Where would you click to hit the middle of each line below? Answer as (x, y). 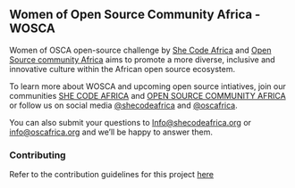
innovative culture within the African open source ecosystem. (122, 69)
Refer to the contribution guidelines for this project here (112, 175)
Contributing (38, 155)
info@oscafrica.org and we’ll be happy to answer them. (111, 132)
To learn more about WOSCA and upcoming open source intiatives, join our (147, 86)
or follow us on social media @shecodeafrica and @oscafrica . (124, 105)
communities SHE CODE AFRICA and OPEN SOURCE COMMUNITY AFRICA (147, 95)
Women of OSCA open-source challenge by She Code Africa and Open (140, 50)
